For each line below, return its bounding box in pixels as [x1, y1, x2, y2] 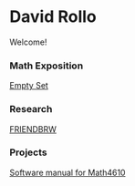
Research [9, 103, 53, 116]
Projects [9, 146, 47, 159]
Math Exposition [9, 59, 84, 72]
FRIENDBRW [9, 123, 57, 134]
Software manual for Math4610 [9, 167, 126, 178]
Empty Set [9, 80, 48, 91]
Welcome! [9, 36, 47, 47]
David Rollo [9, 6, 98, 27]
